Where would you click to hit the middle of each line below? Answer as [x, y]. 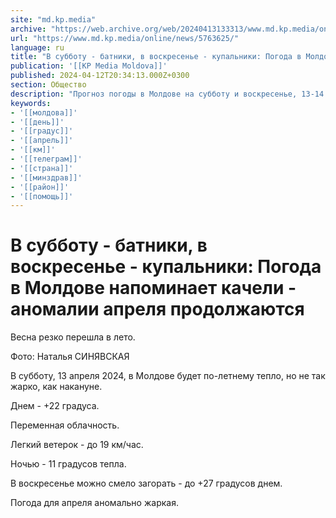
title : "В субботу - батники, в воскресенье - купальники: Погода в [156, 57]
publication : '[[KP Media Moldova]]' [89, 66]
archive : [28, 29]
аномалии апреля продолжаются [157, 309]
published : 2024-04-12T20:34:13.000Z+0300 [100, 76]
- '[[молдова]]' [44, 112]
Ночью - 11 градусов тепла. [68, 464]
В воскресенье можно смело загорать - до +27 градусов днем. [146, 483]
